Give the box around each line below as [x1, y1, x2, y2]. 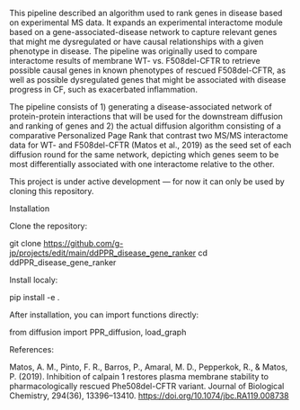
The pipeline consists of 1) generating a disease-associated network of [9, 102, 272, 111]
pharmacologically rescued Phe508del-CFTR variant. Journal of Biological [9, 381, 285, 391]
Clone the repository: [9, 220, 88, 231]
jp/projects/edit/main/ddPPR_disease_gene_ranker [9, 247, 197, 258]
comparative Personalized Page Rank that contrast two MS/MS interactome [9, 130, 289, 140]
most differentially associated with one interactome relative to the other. [9, 159, 276, 169]
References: [9, 344, 54, 354]
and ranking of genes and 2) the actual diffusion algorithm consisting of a [9, 120, 281, 131]
